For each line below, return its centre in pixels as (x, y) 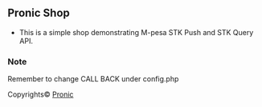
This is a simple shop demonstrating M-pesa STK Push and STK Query (136, 32)
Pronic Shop (39, 13)
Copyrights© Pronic (41, 94)
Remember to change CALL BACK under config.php (93, 79)
